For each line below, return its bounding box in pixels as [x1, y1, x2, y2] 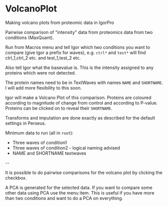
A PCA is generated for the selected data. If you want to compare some [5, 184, 153, 190]
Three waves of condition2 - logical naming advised [12, 144, 120, 150]
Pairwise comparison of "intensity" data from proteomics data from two [5, 29, 153, 35]
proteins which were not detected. [5, 69, 76, 75]
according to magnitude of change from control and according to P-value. [5, 99, 158, 105]
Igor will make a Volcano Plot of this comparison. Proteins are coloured [5, 94, 151, 100]
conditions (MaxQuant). [5, 34, 54, 40]
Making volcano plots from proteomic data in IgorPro [5, 19, 114, 25]
